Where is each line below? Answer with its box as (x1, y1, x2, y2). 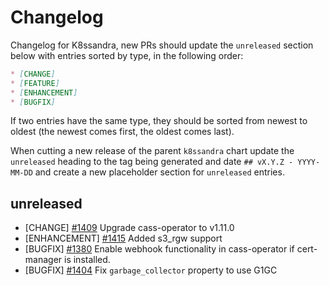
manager (24, 254, 63, 266)
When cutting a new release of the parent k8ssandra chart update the (10, 145, 295, 157)
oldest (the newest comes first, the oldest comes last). (10, 126, 235, 138)
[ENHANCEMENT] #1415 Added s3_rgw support (24, 232, 223, 245)
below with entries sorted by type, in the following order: (10, 49, 244, 61)
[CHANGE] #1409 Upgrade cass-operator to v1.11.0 (24, 222, 235, 234)
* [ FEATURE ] (10, 78, 60, 88)
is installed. (64, 254, 111, 266)
